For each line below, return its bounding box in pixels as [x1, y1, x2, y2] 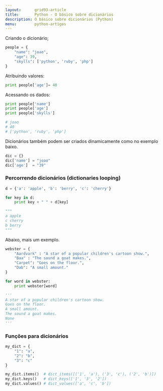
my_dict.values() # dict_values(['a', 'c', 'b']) [5, 381, 112, 386]
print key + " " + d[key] [14, 200, 69, 205]
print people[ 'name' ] [5, 101, 51, 106]
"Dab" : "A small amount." [14, 265, 69, 270]
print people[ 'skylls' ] [5, 111, 55, 116]
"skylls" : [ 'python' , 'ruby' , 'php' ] [14, 59, 94, 64]
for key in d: [5, 195, 35, 200]
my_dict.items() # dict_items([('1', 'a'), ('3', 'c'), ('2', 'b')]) [5, 372, 156, 377]
